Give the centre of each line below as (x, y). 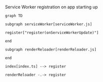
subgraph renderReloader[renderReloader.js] (51, 50)
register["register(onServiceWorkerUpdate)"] (52, 33)
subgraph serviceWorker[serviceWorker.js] (49, 24)
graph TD (14, 16)
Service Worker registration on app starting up (51, 7)
